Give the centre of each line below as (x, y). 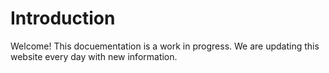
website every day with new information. (94, 56)
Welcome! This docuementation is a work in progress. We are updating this (165, 46)
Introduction (63, 18)
